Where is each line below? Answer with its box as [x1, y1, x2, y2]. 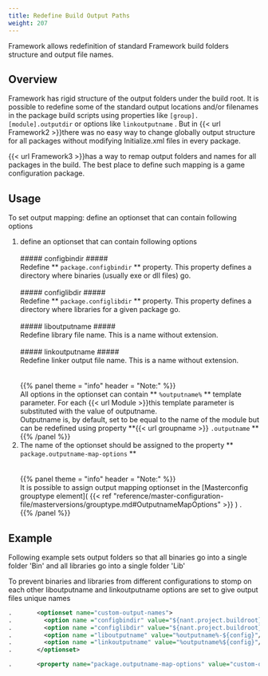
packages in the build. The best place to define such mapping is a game [8, 160, 246, 170]
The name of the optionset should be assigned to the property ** [19, 441, 234, 450]
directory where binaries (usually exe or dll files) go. [19, 271, 191, 280]
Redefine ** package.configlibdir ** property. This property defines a [19, 296, 252, 306]
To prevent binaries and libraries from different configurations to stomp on [8, 576, 253, 586]
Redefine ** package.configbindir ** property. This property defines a [19, 263, 252, 272]
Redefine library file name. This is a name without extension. [19, 330, 219, 340]
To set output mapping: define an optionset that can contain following [8, 213, 237, 223]
